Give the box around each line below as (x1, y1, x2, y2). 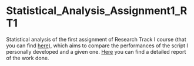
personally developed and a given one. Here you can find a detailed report (6, 48, 186, 55)
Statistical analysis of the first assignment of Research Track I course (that (6, 36, 186, 43)
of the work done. (6, 54, 49, 61)
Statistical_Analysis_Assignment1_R (6, 4, 188, 18)
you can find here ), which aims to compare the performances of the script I (6, 42, 188, 49)
